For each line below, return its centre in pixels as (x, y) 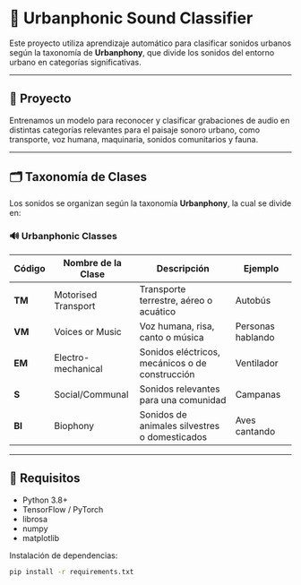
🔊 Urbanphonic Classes (64, 237)
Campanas (258, 394)
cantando (255, 431)
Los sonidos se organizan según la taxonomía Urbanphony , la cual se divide (150, 203)
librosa (34, 519)
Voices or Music (88, 331)
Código (30, 268)
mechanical (78, 368)
